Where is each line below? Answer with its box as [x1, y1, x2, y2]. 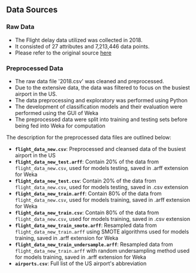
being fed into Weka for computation [14, 122, 106, 129]
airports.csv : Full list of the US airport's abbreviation [14, 260, 147, 267]
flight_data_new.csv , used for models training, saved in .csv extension [14, 215, 191, 222]
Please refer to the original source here [14, 49, 112, 56]
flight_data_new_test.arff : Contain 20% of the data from [14, 158, 159, 165]
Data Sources [6, 5, 58, 15]
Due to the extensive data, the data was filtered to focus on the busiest [14, 84, 190, 91]
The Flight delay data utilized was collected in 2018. [14, 36, 143, 44]
